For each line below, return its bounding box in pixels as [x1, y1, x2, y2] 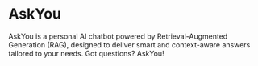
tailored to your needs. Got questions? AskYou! [8, 48, 164, 58]
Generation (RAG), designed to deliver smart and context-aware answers [8, 39, 251, 49]
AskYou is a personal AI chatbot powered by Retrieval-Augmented [8, 31, 228, 41]
